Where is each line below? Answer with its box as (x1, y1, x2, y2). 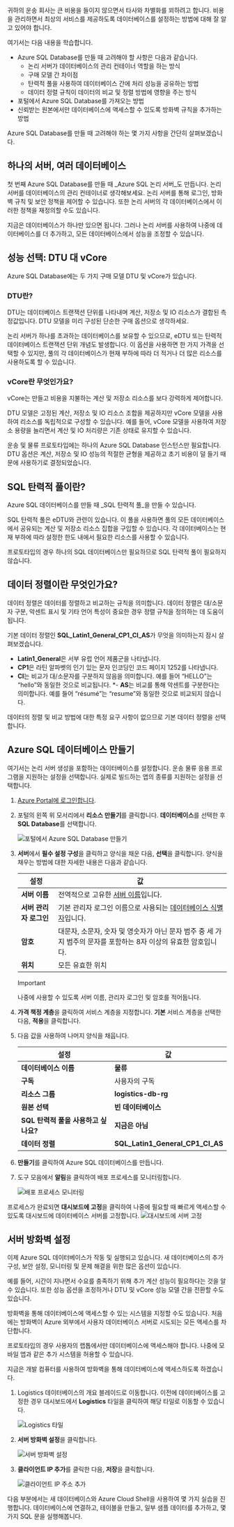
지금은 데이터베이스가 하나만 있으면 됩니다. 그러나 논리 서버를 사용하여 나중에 (7, 220, 216, 229)
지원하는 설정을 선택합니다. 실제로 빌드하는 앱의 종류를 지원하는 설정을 (25, 773, 216, 781)
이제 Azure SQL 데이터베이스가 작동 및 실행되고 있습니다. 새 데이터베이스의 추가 (7, 1254, 224, 1262)
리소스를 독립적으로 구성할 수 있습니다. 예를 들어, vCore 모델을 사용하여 (19, 418, 214, 426)
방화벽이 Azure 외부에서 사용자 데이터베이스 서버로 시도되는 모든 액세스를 (19, 1318, 219, 1326)
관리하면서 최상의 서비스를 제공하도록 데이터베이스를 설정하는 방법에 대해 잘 (14, 15, 219, 23)
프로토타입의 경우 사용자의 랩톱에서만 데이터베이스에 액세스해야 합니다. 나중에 (7, 1342, 218, 1350)
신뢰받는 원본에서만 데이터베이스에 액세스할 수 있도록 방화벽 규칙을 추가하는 (17, 105, 223, 114)
